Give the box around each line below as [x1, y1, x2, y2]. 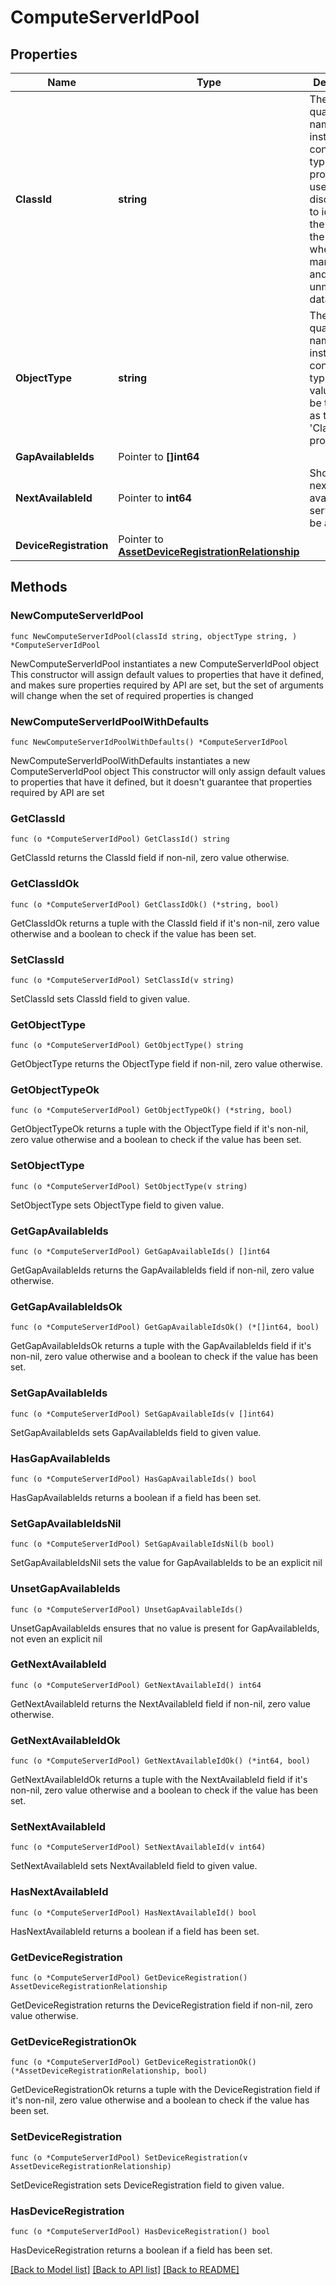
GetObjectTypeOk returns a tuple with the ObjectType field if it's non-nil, [10, 1123, 309, 1135]
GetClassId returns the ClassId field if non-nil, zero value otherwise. [10, 852, 290, 864]
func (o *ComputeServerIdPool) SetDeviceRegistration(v [10, 2152, 248, 2163]
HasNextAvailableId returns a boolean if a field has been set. [10, 1925, 260, 1937]
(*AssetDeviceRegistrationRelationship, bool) [10, 2066, 208, 2076]
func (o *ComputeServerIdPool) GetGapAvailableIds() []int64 [10, 1247, 271, 1257]
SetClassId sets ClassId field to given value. [10, 992, 190, 1005]
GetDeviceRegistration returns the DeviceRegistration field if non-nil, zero [10, 1999, 314, 2011]
